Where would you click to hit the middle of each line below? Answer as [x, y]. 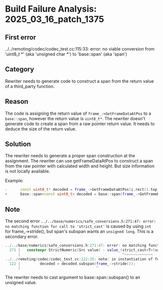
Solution [18, 144]
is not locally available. [28, 171]
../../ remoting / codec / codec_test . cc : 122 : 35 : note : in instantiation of [79, 259]
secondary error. [22, 236]
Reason [17, 101]
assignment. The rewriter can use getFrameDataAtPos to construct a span [79, 161]
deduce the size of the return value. [41, 129]
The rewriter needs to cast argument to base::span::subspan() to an [73, 277]
